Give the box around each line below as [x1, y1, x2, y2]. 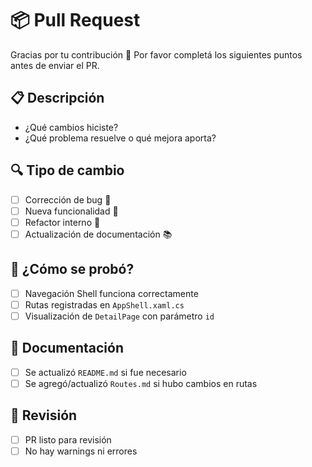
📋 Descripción [10, 90, 105, 107]
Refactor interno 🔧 [24, 216, 101, 228]
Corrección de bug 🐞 [24, 193, 112, 206]
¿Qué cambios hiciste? [24, 121, 119, 133]
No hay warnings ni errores [24, 445, 138, 457]
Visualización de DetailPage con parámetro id [24, 310, 215, 322]
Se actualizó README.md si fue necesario [24, 366, 187, 378]
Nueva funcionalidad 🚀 [24, 205, 119, 217]
